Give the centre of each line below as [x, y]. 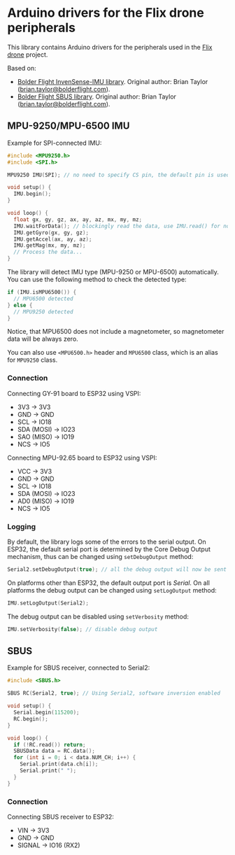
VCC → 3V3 [35, 471]
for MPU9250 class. [33, 360]
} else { [20, 305]
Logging [22, 526]
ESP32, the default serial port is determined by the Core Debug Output [109, 549]
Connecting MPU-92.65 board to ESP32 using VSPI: [82, 458]
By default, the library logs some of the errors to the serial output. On [107, 542]
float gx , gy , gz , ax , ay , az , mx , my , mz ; [78, 219]
